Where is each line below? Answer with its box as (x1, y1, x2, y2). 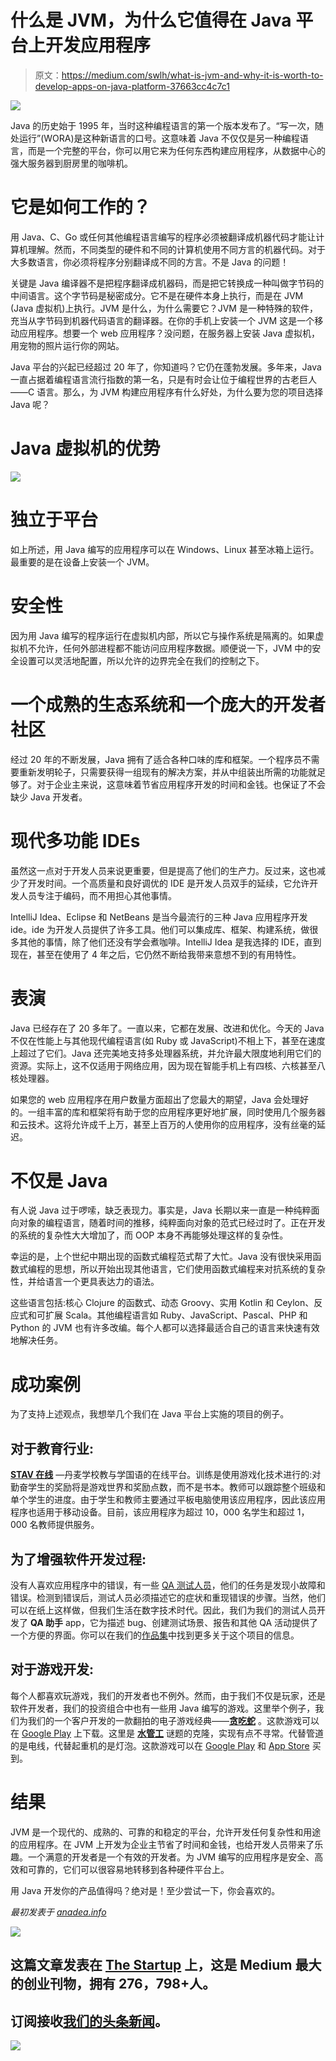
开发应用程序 (45, 34, 152, 57)
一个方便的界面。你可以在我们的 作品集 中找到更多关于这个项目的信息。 (10, 1629, 300, 1641)
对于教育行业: (10, 1440, 95, 1457)
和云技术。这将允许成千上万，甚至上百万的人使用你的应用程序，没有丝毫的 (10, 1118, 317, 1130)
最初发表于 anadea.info (10, 1906, 107, 1918)
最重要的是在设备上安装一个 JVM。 (10, 556, 155, 568)
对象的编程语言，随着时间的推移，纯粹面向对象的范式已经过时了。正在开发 (18, 1217, 326, 1229)
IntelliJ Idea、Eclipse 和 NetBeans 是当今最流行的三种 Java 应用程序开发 (10, 911, 308, 923)
